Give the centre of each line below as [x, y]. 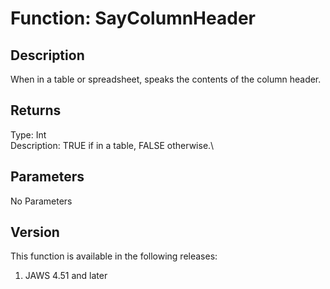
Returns [36, 110]
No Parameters [41, 201]
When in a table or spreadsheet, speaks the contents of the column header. [166, 79]
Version [35, 232]
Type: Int [28, 134]
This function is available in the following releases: [114, 256]
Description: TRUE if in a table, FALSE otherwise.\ [112, 145]
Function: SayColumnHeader [133, 18]
